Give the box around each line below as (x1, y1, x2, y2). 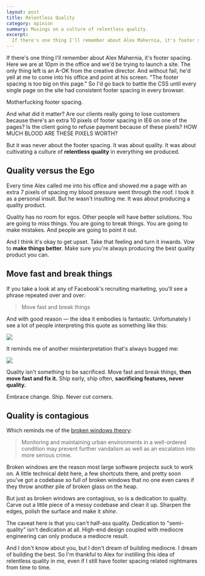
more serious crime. (21, 451, 72, 459)
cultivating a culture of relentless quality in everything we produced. (6, 148, 180, 155)
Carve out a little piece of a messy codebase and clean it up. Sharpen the (6, 501, 191, 509)
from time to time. (6, 564, 51, 571)
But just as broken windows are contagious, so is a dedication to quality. (6, 495, 188, 502)
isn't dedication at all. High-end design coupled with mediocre (27, 526, 184, 533)
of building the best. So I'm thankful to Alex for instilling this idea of (6, 551, 175, 558)
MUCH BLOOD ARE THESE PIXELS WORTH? (6, 129, 118, 137)
